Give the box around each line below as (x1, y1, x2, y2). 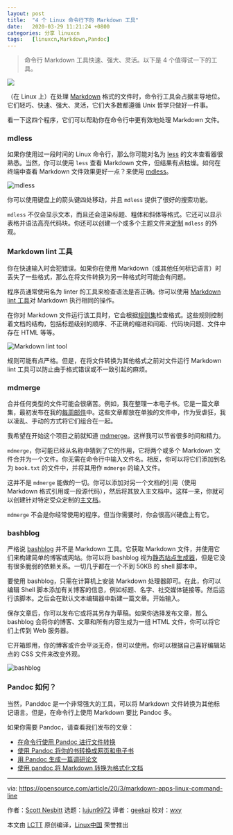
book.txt (15, 465, 40, 472)
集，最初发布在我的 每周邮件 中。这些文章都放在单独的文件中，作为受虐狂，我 (7, 408, 226, 416)
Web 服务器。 (33, 626, 73, 635)
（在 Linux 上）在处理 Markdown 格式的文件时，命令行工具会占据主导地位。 (7, 92, 224, 101)
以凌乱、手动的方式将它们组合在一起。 (7, 417, 116, 425)
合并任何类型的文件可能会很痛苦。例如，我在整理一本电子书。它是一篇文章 (7, 400, 220, 408)
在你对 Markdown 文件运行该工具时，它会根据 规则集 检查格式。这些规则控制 (7, 310, 223, 319)
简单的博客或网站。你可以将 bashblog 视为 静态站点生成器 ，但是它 (31, 553, 220, 562)
